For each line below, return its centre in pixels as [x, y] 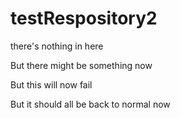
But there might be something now [81, 65]
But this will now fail [51, 84]
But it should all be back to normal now [90, 104]
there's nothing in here [57, 46]
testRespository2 [84, 18]
